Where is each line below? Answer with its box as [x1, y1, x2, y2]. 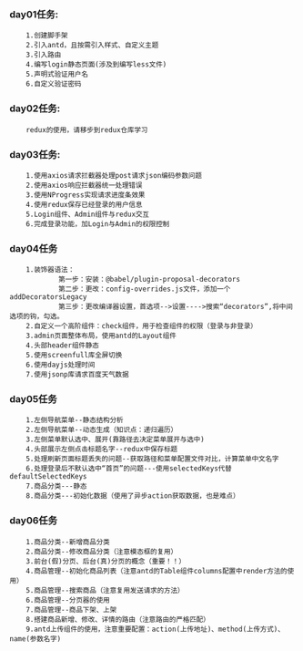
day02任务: [9, 102, 61, 115]
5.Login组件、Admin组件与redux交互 [25, 210, 150, 219]
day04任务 [9, 242, 58, 254]
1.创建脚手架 [25, 31, 68, 40]
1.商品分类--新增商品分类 [25, 537, 111, 546]
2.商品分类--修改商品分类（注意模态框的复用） [25, 547, 178, 556]
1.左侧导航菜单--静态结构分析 [25, 416, 124, 425]
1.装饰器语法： [25, 265, 76, 274]
